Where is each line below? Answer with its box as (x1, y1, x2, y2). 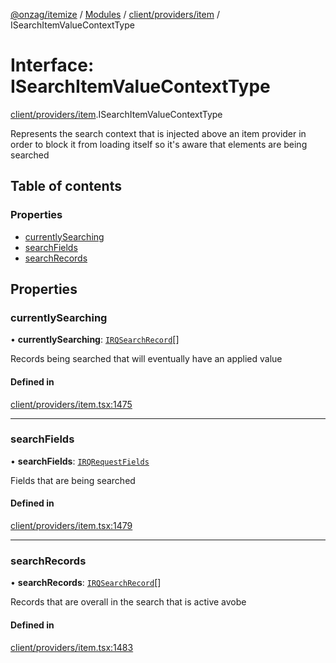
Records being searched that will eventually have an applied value (10, 353, 283, 365)
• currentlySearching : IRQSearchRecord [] (10, 334, 180, 346)
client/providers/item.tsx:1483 (10, 641, 134, 653)
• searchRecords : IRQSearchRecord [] (10, 577, 162, 589)
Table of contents (10, 178, 122, 195)
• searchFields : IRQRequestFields (10, 455, 150, 467)
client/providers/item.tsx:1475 (10, 398, 133, 410)
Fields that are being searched (10, 474, 136, 486)
